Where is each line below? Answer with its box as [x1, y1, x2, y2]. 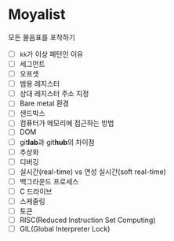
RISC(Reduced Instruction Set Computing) [19, 215, 156, 224]
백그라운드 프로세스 [19, 176, 79, 186]
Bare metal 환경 [19, 98, 69, 108]
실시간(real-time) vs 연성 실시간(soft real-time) [19, 167, 167, 176]
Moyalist [8, 6, 66, 24]
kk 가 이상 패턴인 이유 [19, 49, 84, 58]
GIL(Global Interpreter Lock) [19, 224, 111, 234]
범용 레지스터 [19, 79, 60, 88]
